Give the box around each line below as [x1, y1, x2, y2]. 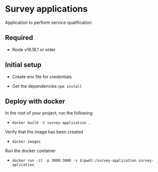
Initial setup [5, 61, 42, 69]
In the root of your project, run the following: [5, 110, 94, 116]
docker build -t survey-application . [12, 120, 91, 125]
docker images [12, 139, 41, 144]
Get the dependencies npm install [12, 83, 82, 89]
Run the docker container [5, 148, 56, 154]
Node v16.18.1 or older [12, 46, 56, 52]
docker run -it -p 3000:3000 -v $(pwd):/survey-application [12, 158, 137, 163]
